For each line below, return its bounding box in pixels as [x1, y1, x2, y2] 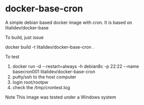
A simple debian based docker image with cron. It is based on [5, 19, 132, 25]
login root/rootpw [12, 79, 48, 85]
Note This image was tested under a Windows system [5, 94, 116, 100]
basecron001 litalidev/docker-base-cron [12, 68, 95, 75]
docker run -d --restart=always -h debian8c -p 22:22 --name [12, 63, 139, 69]
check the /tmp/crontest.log [12, 84, 70, 90]
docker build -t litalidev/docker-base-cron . [5, 44, 94, 50]
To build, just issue [5, 34, 44, 40]
